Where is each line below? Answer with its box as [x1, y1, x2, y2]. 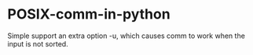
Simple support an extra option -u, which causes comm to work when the [7, 31, 245, 40]
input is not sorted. [7, 39, 68, 48]
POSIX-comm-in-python [7, 5, 170, 23]
